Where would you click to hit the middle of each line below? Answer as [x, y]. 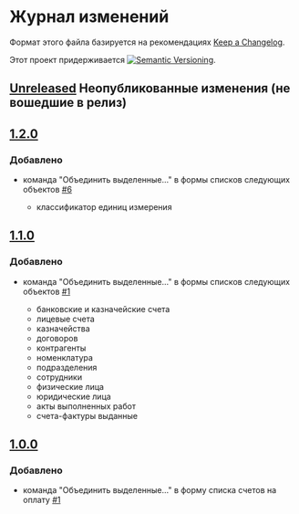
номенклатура [65, 357]
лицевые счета [66, 319]
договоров [57, 338]
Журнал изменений [89, 17]
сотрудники [59, 377]
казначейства [63, 328]
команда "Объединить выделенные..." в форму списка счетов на [149, 490]
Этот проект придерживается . [113, 59]
